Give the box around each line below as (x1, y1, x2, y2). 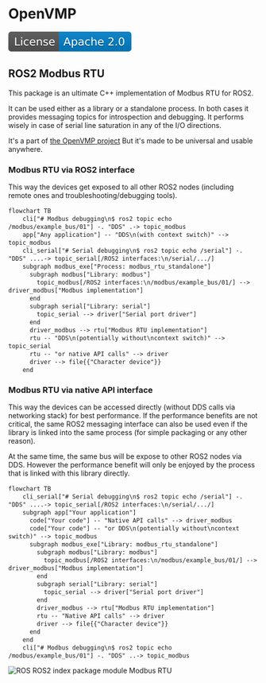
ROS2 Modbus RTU (8, 67, 105, 80)
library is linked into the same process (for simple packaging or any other (8, 428, 248, 437)
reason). (8, 437, 36, 446)
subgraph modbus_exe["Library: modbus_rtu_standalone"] (29, 541, 218, 549)
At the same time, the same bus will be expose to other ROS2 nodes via (8, 452, 242, 461)
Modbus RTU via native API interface (8, 384, 153, 395)
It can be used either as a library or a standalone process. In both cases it (8, 103, 249, 113)
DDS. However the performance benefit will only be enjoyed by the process (8, 460, 256, 470)
